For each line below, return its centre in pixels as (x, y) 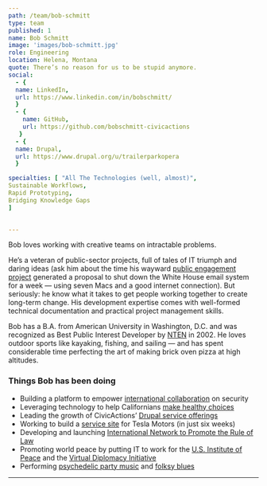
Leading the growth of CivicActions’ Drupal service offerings (119, 415)
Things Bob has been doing (62, 381)
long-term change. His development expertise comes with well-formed (124, 303)
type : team (26, 23)
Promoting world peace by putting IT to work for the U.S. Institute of (131, 449)
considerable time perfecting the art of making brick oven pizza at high (124, 352)
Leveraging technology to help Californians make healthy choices (127, 406)
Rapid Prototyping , (41, 193)
